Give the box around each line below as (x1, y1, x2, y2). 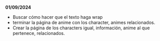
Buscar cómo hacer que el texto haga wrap (12, 14, 103, 20)
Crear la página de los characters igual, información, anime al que (12, 25, 150, 31)
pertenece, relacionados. (12, 30, 65, 36)
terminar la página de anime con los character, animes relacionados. (12, 20, 155, 25)
